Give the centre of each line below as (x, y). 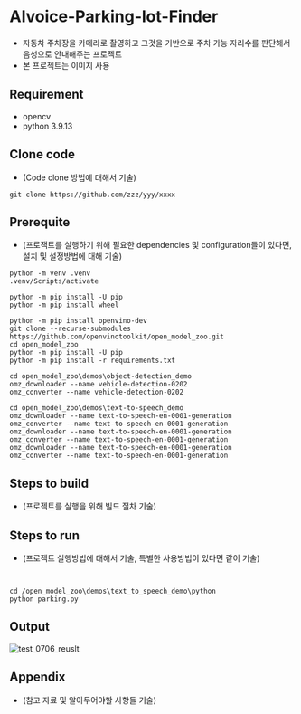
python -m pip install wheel (64, 305)
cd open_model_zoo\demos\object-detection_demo (101, 376)
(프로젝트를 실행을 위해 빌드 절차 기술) (89, 506)
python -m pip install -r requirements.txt (93, 361)
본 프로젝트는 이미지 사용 (66, 65)
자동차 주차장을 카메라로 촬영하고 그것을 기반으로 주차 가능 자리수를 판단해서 (156, 43)
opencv (37, 116)
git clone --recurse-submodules (70, 329)
